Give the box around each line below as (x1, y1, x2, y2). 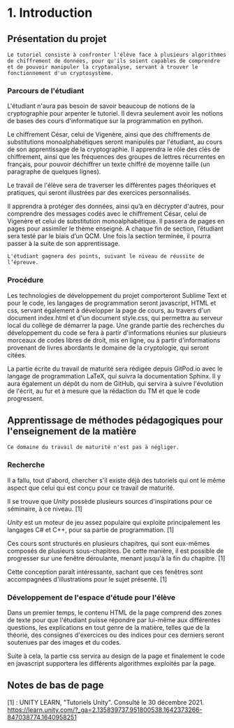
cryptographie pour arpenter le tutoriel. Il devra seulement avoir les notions (7, 109, 224, 118)
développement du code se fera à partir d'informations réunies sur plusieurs (7, 328, 227, 337)
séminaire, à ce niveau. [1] (7, 504, 82, 513)
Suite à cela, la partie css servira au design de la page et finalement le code (7, 652, 226, 660)
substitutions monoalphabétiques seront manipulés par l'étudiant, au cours (7, 138, 223, 146)
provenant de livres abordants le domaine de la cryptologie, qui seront (7, 343, 210, 352)
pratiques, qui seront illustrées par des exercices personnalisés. (7, 188, 191, 197)
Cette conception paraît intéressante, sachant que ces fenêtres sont (7, 568, 203, 576)
